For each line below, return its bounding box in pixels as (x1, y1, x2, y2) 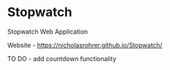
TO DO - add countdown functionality (7, 54, 116, 63)
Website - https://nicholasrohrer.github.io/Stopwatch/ (7, 41, 163, 49)
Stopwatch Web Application (7, 27, 88, 36)
